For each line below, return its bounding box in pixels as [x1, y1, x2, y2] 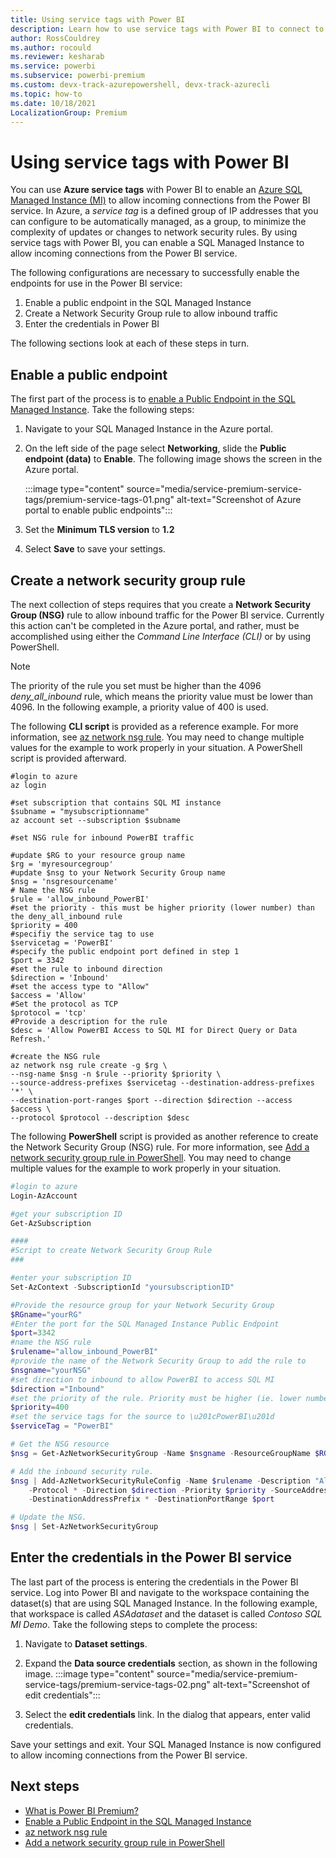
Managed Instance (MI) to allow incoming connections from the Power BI [10, 194, 311, 206]
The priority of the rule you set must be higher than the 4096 [10, 679, 262, 691]
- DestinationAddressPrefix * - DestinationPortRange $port [28, 1494, 275, 1505]
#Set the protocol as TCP [10, 999, 118, 1009]
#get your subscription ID [10, 1209, 123, 1219]
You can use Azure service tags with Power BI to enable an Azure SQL [10, 184, 303, 196]
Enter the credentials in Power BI [24, 318, 160, 330]
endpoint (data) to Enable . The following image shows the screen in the [24, 453, 323, 465]
